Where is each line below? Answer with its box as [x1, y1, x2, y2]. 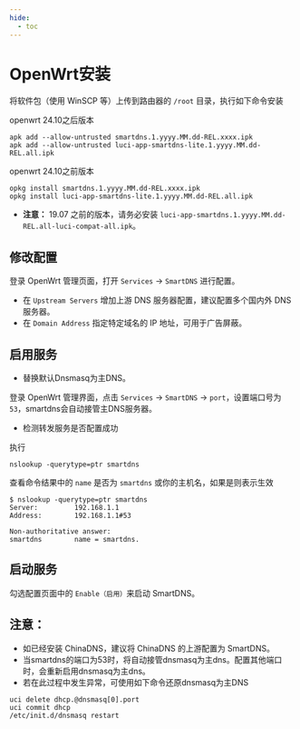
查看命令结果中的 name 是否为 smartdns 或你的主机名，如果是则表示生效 [9, 477, 274, 488]
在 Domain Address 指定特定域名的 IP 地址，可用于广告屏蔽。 [22, 317, 247, 328]
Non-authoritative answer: [9, 527, 111, 536]
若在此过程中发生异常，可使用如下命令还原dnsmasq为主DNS [22, 676, 249, 687]
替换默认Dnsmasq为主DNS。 [22, 373, 131, 384]
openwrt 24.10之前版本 [9, 165, 95, 177]
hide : [9, 13, 30, 23]
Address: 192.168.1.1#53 [9, 511, 131, 521]
